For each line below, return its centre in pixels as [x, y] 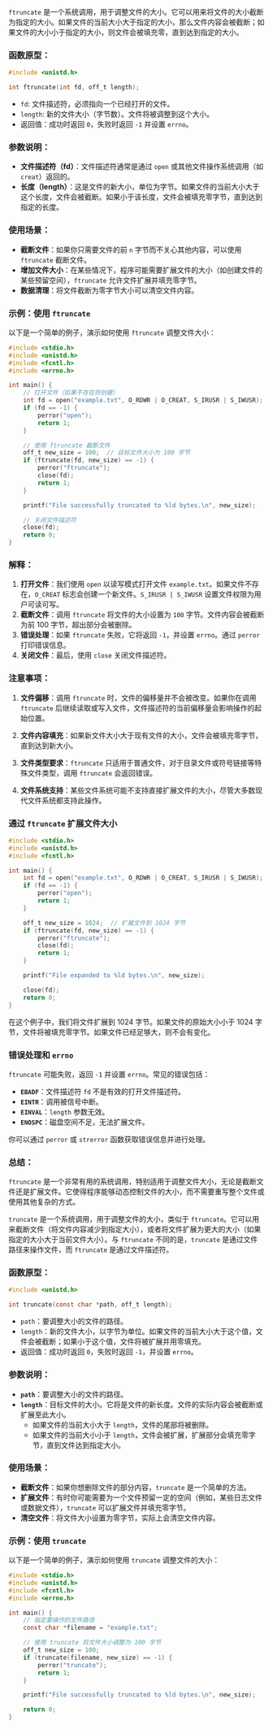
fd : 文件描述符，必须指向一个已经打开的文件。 [97, 104]
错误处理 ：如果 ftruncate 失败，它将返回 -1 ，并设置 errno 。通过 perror [140, 635]
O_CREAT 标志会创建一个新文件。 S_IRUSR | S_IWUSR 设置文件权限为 [144, 594]
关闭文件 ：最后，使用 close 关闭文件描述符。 [95, 655]
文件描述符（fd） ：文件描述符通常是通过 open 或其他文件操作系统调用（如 [142, 167]
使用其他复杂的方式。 [44, 1202]
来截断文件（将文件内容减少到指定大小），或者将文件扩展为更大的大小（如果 [135, 1229]
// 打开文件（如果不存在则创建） [71, 393]
